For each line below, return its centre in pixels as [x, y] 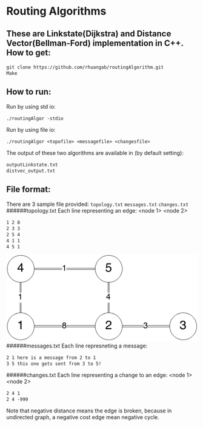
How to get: [28, 53]
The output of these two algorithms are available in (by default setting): [95, 152]
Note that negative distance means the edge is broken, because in [89, 411]
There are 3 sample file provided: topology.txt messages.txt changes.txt [98, 204]
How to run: [29, 92]
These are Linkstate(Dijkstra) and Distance [89, 34]
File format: [28, 190]
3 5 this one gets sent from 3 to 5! [54, 364]
